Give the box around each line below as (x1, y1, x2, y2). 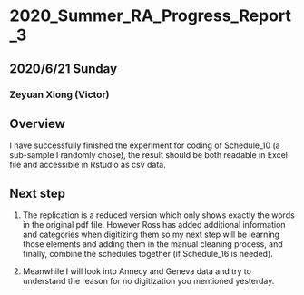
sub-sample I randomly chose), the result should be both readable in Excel (9, 150, 289, 161)
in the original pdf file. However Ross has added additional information (22, 220, 286, 231)
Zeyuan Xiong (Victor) (9, 88, 110, 101)
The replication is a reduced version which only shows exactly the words (22, 210, 295, 221)
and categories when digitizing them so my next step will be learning (22, 229, 279, 241)
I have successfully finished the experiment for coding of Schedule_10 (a (9, 140, 280, 151)
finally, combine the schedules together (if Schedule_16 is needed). (22, 249, 274, 260)
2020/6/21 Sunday (9, 61, 118, 76)
